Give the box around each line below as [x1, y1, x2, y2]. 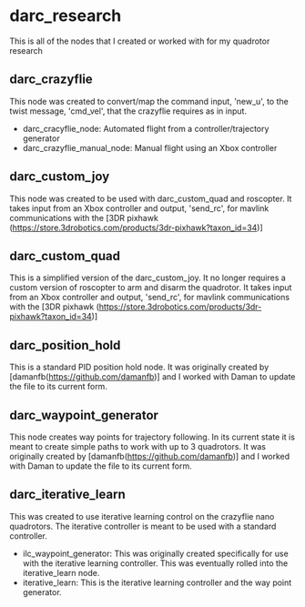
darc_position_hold [9, 338, 121, 353]
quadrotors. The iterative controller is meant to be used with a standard [9, 521, 277, 531]
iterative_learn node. [22, 567, 100, 578]
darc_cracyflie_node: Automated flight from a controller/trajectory [22, 123, 269, 134]
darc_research [9, 5, 122, 26]
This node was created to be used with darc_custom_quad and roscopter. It [9, 193, 292, 204]
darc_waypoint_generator [9, 407, 159, 423]
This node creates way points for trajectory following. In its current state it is [9, 431, 296, 442]
